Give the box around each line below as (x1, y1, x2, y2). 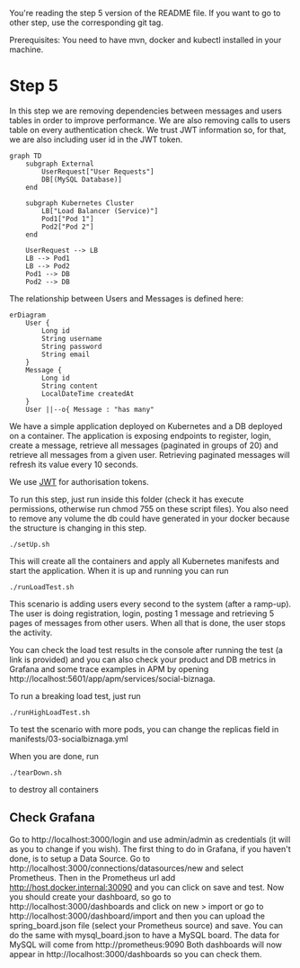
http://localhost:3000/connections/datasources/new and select (9, 863, 244, 874)
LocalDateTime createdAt (41, 389, 135, 399)
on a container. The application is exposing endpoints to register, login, (9, 430, 272, 441)
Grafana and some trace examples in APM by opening (9, 663, 209, 674)
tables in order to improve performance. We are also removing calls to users (9, 114, 291, 125)
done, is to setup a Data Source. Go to (9, 853, 151, 864)
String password (41, 342, 102, 351)
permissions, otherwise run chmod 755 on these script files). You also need (9, 503, 289, 514)
